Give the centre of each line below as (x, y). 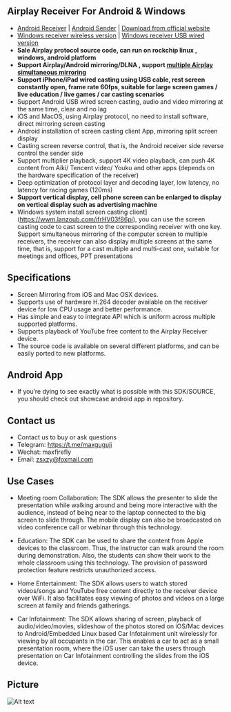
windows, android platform (57, 57)
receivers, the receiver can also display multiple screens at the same (114, 241)
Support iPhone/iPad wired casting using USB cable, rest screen (111, 80)
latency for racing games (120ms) (65, 190)
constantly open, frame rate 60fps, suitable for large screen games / (117, 86)
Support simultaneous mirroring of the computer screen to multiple (112, 234)
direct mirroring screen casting (61, 123)
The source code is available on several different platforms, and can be (118, 346)
